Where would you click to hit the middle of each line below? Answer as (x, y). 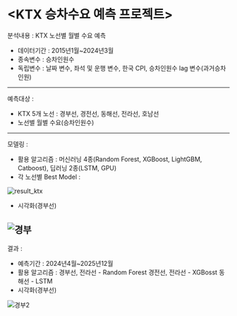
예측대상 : (20, 98)
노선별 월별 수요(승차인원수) (56, 122)
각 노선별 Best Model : (49, 177)
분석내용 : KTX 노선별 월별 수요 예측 (57, 35)
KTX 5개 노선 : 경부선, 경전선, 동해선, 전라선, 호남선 (88, 113)
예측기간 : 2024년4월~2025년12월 (65, 263)
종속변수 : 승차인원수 (46, 59)
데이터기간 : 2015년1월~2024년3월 (66, 50)
